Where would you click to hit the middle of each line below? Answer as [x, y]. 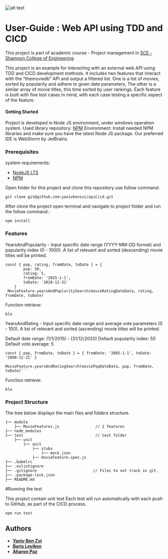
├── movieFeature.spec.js [59, 458]
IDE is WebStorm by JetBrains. [37, 139]
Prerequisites [22, 152]
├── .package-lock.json [30, 475]
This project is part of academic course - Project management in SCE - [79, 52]
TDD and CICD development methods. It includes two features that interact [83, 73]
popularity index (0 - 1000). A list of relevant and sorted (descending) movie [84, 250]
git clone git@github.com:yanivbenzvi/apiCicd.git [59, 197]
